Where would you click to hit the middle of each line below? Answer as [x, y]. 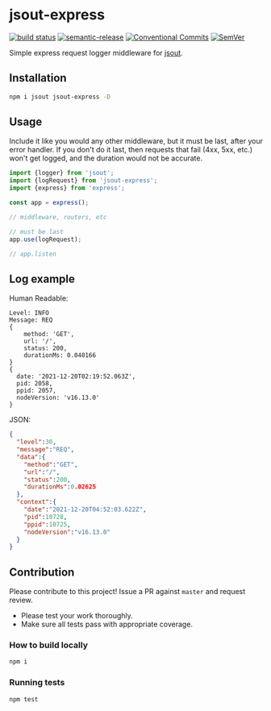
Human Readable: [39, 298]
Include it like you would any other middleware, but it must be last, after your [136, 141]
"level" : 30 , [37, 442]
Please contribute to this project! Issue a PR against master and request [127, 592]
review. [21, 600]
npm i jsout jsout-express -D [60, 97]
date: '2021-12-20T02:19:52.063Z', [76, 376]
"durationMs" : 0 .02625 [60, 487]
